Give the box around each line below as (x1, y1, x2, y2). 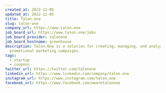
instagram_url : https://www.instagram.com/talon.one (5, 76, 116, 81)
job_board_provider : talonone (5, 35, 68, 40)
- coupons (9, 62, 30, 67)
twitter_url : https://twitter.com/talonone (5, 67, 96, 72)
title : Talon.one (5, 16, 41, 21)
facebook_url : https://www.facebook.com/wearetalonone (5, 80, 121, 85)
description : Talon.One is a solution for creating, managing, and (5, 44, 147, 49)
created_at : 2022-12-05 (5, 7, 54, 12)
